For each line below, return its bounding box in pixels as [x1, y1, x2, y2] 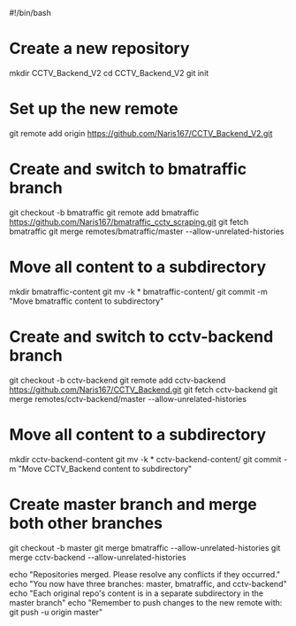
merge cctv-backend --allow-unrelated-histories [9, 552, 187, 562]
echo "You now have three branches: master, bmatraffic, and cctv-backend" [9, 578, 287, 589]
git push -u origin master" [9, 607, 103, 617]
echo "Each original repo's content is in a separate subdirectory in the [9, 588, 264, 599]
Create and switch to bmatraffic [9, 159, 247, 180]
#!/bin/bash [9, 8, 51, 18]
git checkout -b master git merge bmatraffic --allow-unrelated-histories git [9, 542, 281, 553]
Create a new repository [9, 39, 190, 58]
